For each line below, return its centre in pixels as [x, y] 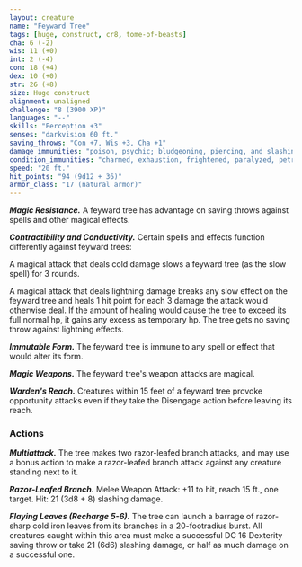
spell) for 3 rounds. [44, 274]
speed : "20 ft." [40, 168]
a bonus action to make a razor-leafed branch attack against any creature [146, 463]
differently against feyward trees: [71, 247]
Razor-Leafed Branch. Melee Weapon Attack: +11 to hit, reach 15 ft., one [144, 490]
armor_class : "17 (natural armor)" [76, 185]
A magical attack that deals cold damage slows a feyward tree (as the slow [148, 264]
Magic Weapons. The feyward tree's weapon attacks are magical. [132, 374]
